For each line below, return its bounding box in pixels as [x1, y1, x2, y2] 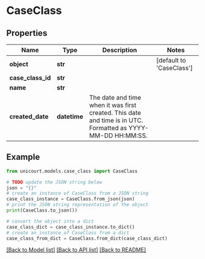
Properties [6, 28, 48, 38]
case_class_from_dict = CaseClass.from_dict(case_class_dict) [6, 235, 168, 241]
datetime [57, 112, 84, 120]
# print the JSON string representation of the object [6, 202, 149, 208]
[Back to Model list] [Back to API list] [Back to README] [6, 246, 146, 254]
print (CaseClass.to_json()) [6, 207, 78, 213]
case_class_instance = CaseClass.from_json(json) [6, 196, 135, 202]
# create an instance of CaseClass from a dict [6, 229, 130, 236]
